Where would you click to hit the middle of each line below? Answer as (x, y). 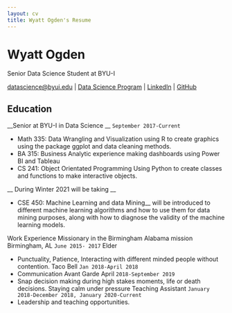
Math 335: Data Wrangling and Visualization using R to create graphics (118, 139)
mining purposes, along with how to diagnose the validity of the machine (121, 218)
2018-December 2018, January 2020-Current (79, 296)
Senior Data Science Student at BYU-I (61, 74)
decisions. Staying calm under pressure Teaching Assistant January (113, 289)
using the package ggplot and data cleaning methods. (94, 146)
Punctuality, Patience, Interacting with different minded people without (118, 259)
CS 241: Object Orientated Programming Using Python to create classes (119, 169)
